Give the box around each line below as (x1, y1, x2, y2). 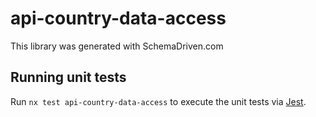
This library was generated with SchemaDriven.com (10, 40, 224, 52)
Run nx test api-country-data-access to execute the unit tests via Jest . (10, 95, 307, 107)
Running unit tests (10, 69, 127, 86)
